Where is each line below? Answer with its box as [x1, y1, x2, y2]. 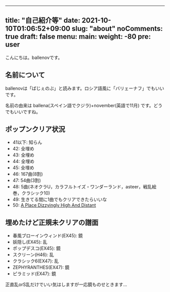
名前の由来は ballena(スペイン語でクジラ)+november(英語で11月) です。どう [5, 102, 163, 108]
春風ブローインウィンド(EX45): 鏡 [12, 233, 83, 239]
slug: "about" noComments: [71, 24, 163, 33]
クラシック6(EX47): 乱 [12, 258, 59, 264]
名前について [5, 71, 46, 79]
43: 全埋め [12, 152, 34, 158]
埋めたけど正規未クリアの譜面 [5, 218, 99, 226]
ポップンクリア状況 [5, 125, 65, 134]
